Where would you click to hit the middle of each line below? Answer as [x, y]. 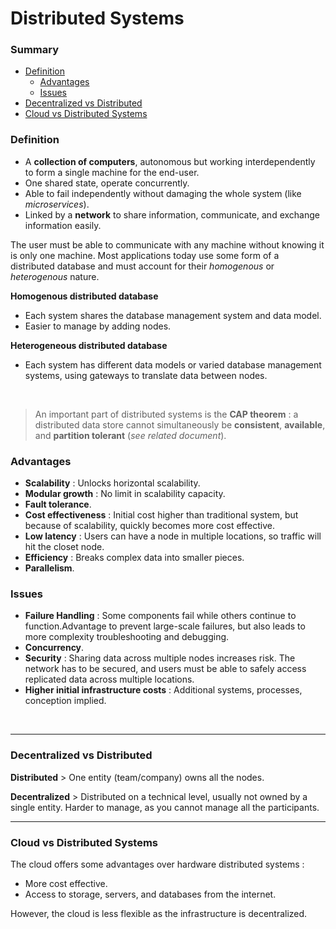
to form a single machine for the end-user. [112, 172]
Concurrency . [54, 648]
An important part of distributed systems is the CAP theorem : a [166, 414]
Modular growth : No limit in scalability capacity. [125, 494]
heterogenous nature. [55, 276]
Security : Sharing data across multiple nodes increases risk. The [160, 658]
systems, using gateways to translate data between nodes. [146, 375]
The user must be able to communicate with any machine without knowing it [167, 244]
